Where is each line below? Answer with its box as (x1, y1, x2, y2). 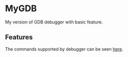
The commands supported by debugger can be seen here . (5, 46, 124, 52)
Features (5, 33, 33, 41)
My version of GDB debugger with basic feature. (5, 19, 103, 25)
